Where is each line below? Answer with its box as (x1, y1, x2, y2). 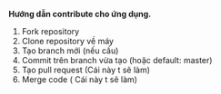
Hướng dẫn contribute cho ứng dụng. (8, 9, 152, 19)
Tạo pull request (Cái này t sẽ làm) (21, 64, 151, 75)
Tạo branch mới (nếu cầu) (21, 45, 119, 56)
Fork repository (21, 26, 80, 36)
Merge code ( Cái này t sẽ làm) (21, 74, 138, 85)
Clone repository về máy (21, 36, 115, 46)
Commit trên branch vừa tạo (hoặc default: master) (21, 55, 213, 65)
